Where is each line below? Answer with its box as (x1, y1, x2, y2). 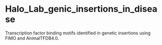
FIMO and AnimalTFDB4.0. (5, 35, 59, 41)
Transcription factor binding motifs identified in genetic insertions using (5, 30, 151, 36)
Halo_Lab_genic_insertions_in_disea (5, 3, 158, 15)
